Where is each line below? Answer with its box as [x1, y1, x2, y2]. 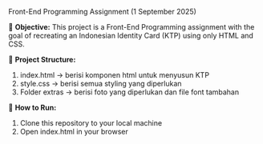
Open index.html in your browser [19, 127, 128, 136]
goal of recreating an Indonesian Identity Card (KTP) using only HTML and [8, 31, 254, 40]
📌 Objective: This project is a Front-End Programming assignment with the [8, 22, 255, 31]
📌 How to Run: [8, 103, 57, 112]
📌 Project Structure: [8, 55, 76, 64]
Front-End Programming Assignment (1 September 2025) [8, 7, 196, 16]
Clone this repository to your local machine [19, 118, 163, 127]
